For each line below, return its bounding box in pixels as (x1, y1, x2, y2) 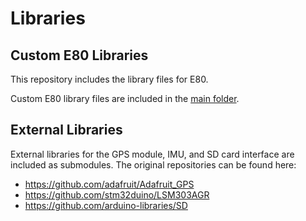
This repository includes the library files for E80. (10, 73, 209, 85)
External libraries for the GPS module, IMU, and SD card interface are (10, 148, 295, 160)
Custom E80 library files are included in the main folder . (10, 93, 240, 104)
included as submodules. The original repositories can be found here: (10, 158, 297, 171)
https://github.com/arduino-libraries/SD (24, 199, 188, 211)
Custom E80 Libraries (10, 47, 149, 64)
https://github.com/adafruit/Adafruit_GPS (24, 178, 195, 190)
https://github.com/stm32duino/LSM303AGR (24, 188, 210, 201)
